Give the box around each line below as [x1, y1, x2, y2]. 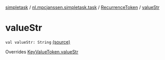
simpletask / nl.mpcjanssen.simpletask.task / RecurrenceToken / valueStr [5, 5, 160, 10]
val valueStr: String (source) [5, 39, 71, 45]
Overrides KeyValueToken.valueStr [5, 48, 78, 55]
